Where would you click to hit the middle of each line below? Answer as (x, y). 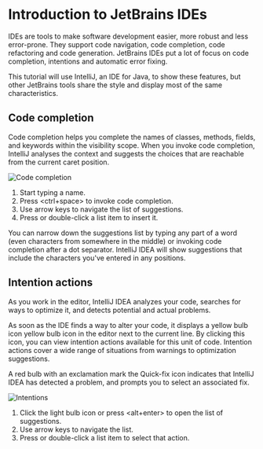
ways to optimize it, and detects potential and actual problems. (110, 310)
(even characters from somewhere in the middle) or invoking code (115, 241)
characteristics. (33, 93)
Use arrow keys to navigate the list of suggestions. (101, 209)
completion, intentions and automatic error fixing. (88, 61)
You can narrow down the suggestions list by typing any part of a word (123, 233)
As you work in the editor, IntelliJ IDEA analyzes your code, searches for (125, 301)
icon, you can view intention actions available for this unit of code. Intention (130, 342)
